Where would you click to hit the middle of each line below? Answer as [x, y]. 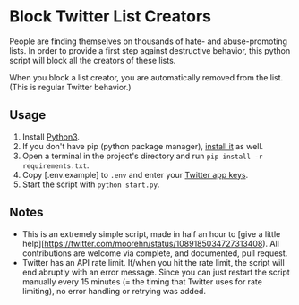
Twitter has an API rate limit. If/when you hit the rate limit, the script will [153, 262]
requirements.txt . [56, 165]
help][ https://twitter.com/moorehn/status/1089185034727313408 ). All [151, 243]
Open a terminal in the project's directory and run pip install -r [142, 156]
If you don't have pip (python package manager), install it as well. [143, 146]
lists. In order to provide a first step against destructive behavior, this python [150, 50]
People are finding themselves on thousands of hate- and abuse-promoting [149, 41]
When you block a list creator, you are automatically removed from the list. [146, 77]
